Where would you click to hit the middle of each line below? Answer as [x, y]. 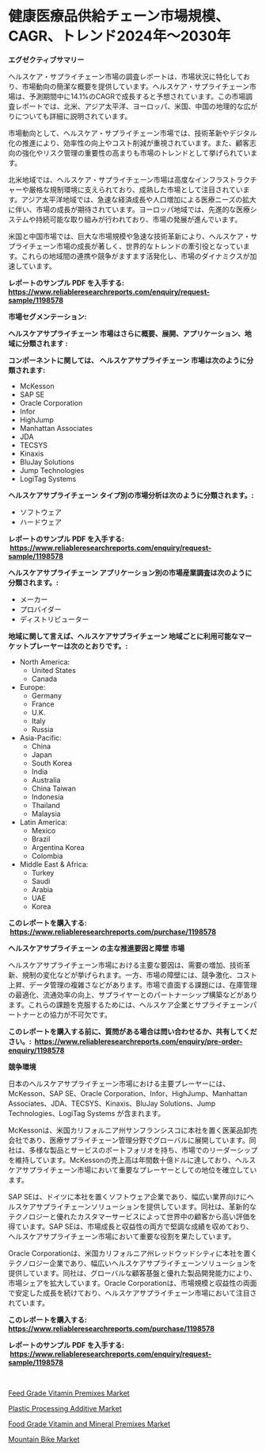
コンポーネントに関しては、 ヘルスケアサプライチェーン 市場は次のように [127, 360]
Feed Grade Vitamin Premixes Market [69, 1393]
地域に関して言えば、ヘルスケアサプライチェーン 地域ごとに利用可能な [123, 636]
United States [54, 670]
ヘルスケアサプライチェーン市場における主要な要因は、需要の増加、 [119, 964]
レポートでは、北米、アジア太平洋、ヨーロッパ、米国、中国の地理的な [129, 106]
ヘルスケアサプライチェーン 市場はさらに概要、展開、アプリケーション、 [127, 333]
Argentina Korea [58, 847]
